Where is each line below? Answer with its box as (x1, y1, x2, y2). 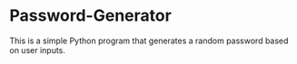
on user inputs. (9, 44, 66, 55)
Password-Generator (9, 5, 173, 26)
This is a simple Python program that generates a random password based (9, 35, 289, 46)
